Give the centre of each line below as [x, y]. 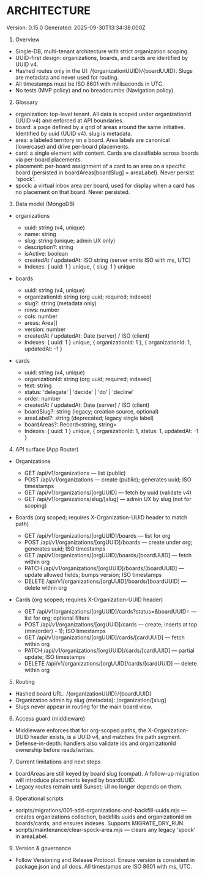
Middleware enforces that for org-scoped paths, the [81, 730]
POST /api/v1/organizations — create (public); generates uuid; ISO [108, 479]
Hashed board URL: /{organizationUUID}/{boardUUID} [83, 693]
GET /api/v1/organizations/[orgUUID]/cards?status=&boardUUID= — [110, 611]
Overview [27, 39]
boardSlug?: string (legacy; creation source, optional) [91, 411]
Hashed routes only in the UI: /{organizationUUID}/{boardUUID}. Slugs [104, 70]
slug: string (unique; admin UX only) [70, 240]
